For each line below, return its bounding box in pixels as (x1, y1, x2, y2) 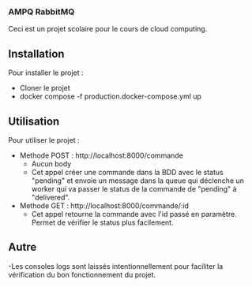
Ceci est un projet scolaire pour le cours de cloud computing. (8, 24, 208, 34)
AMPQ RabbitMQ (8, 6, 75, 17)
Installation (8, 47, 65, 61)
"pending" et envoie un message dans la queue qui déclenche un (31, 176, 245, 185)
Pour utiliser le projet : (8, 135, 81, 144)
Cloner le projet (19, 84, 71, 93)
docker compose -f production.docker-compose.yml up (19, 91, 201, 101)
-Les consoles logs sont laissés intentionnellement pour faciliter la (8, 261, 224, 270)
